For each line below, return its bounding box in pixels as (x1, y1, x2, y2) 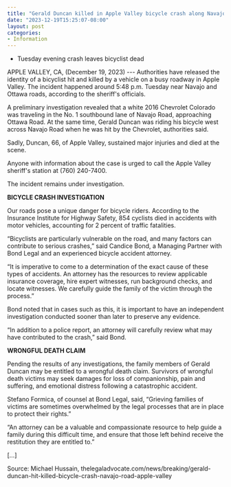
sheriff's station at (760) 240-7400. (7, 167, 108, 175)
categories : (7, 29, 41, 37)
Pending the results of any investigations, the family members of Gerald (7, 360, 210, 369)
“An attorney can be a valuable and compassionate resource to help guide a (7, 423, 222, 431)
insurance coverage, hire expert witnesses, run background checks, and (7, 277, 212, 286)
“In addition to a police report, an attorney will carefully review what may (7, 326, 212, 334)
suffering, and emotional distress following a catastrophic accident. (7, 382, 198, 390)
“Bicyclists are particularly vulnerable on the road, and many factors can (7, 235, 212, 243)
